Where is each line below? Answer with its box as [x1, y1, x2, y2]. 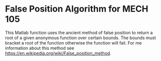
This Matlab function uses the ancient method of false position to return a [5, 30, 153, 35]
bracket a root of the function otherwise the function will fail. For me [5, 40, 142, 46]
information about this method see [5, 45, 75, 51]
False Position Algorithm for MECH [5, 3, 149, 15]
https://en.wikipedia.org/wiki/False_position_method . [5, 50, 111, 56]
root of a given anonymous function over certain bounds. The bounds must [5, 35, 156, 41]
